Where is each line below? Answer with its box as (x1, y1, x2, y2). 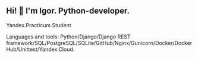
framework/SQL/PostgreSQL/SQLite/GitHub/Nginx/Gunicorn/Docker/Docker (6, 39, 193, 46)
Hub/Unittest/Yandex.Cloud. (6, 46, 75, 53)
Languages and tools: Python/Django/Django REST (6, 33, 131, 40)
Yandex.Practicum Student (6, 21, 71, 28)
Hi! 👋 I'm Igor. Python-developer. (6, 6, 130, 16)
